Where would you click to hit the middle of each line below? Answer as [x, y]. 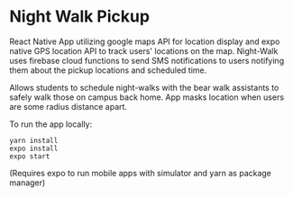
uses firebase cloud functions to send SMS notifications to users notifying [147, 60]
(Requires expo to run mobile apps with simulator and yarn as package [141, 173]
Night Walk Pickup [80, 17]
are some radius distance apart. [69, 106]
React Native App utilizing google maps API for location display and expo [145, 41]
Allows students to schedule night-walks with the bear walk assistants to [144, 87]
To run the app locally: [51, 124]
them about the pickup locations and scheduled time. [108, 70]
